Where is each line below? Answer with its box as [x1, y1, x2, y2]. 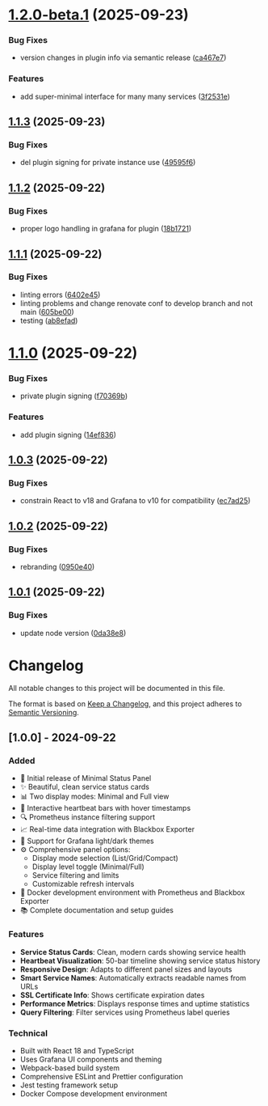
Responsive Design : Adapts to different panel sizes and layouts [19, 964, 232, 974]
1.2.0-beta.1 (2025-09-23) [8, 6, 190, 24]
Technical [8, 1028, 48, 1039]
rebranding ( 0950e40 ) [19, 562, 95, 571]
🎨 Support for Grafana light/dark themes [19, 836, 155, 846]
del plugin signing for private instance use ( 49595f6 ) [19, 158, 196, 167]
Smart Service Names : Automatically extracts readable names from [19, 973, 246, 982]
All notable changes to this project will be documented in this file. [8, 683, 226, 693]
